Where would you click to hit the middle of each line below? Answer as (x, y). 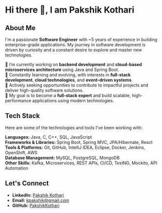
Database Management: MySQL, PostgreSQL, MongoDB (62, 158)
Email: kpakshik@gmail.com (40, 200)
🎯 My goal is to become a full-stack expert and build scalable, (68, 95)
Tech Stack (22, 116)
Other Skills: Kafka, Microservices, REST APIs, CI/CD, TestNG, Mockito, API (81, 163)
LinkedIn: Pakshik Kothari (38, 195)
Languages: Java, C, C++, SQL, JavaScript (49, 137)
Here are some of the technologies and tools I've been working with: (74, 127)
